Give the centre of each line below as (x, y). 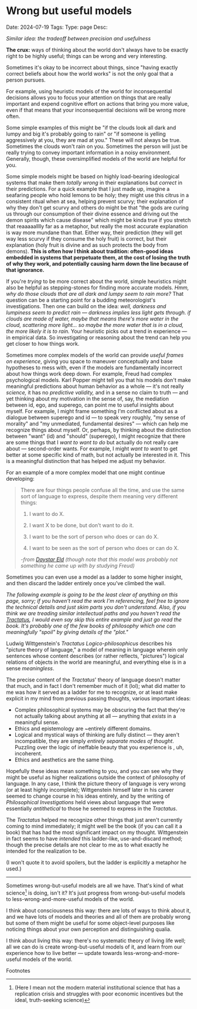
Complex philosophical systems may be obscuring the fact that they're (100, 710)
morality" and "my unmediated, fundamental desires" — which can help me (97, 423)
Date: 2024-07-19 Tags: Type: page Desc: (57, 27)
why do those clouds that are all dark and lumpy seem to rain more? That (95, 293)
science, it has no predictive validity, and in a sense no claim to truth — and (97, 392)
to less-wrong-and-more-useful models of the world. (70, 899)
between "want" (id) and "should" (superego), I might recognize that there (96, 436)
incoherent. (28, 753)
